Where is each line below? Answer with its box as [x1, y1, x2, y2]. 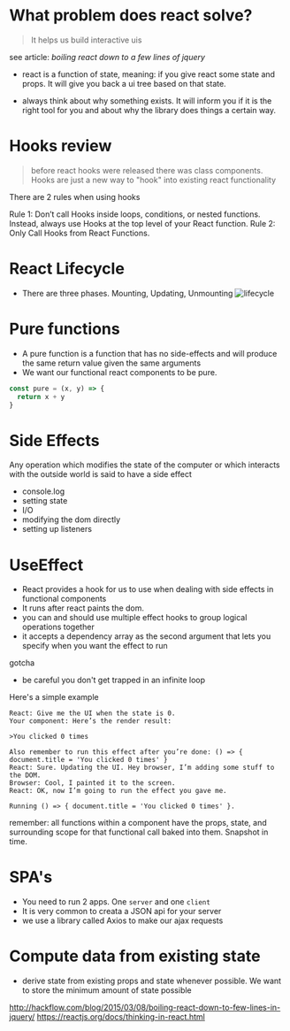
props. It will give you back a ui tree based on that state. [21, 78, 227, 88]
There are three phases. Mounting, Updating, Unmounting [21, 288, 233, 298]
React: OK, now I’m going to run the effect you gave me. [9, 787, 227, 796]
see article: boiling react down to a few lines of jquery [9, 51, 206, 62]
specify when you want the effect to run [21, 641, 168, 651]
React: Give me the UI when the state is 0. [9, 709, 176, 718]
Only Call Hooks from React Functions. [9, 227, 150, 238]
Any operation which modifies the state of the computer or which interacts [9, 459, 280, 470]
